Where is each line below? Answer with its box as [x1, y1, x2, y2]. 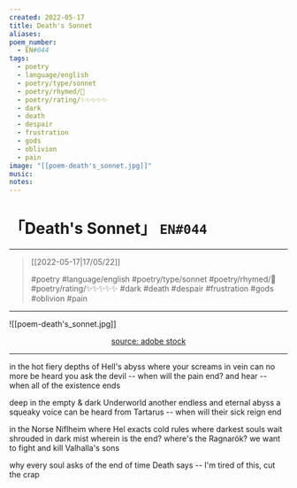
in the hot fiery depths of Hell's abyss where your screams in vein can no [9, 361, 276, 372]
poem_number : [9, 37, 57, 47]
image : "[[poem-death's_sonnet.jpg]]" [9, 161, 152, 170]
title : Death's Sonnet [9, 21, 93, 30]
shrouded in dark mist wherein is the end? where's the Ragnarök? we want [9, 433, 281, 444]
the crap [9, 469, 40, 480]
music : [9, 169, 34, 178]
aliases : [9, 29, 42, 38]
